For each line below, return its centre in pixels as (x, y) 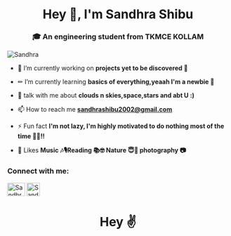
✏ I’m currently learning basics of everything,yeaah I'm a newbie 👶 (116, 82)
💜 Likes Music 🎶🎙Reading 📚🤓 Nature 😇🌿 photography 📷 (101, 150)
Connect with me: (38, 171)
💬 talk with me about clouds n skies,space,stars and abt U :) (106, 96)
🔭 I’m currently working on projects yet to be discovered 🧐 (103, 68)
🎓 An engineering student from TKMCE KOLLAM (118, 37)
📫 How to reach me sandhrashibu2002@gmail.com (95, 110)
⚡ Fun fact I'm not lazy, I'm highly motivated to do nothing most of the (121, 126)
